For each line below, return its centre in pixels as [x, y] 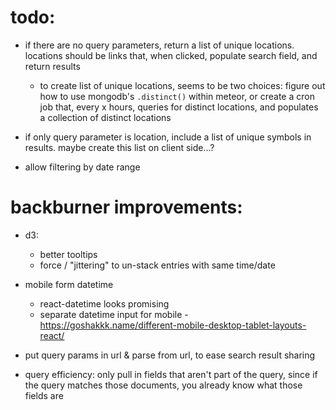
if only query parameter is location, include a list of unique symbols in [168, 137]
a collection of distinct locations [105, 117]
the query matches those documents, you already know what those [163, 385]
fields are [44, 395]
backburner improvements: [126, 207]
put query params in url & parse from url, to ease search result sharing [170, 355]
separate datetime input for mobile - [114, 314]
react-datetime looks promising [104, 303]
